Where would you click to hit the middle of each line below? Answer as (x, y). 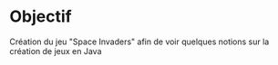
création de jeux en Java (56, 51)
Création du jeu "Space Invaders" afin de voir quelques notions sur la (139, 42)
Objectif (41, 17)
